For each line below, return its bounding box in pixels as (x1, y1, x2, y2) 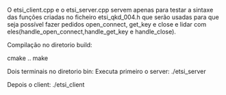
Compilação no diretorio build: (7, 41, 92, 49)
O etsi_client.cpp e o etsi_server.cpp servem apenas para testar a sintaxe (7, 6, 214, 14)
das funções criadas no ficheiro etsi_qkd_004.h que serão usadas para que (7, 13, 219, 21)
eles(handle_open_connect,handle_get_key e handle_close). (7, 27, 177, 36)
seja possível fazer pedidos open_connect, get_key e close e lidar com (7, 21, 207, 28)
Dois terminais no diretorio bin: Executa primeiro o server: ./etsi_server (7, 68, 207, 75)
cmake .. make (7, 54, 49, 62)
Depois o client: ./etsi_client (7, 81, 85, 88)
